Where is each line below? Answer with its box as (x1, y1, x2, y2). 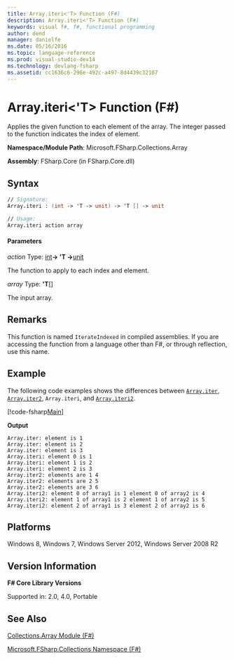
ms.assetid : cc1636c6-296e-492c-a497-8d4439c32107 (7, 69, 158, 76)
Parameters (7, 237, 42, 246)
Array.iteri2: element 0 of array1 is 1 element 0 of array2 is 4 (7, 489, 205, 497)
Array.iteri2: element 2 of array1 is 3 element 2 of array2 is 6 (7, 502, 205, 509)
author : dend (7, 29, 46, 37)
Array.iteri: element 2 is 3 (7, 465, 92, 473)
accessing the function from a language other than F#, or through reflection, (7, 340, 228, 348)
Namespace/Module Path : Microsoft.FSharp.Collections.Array (7, 143, 188, 152)
